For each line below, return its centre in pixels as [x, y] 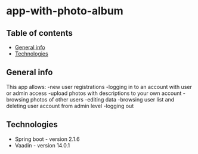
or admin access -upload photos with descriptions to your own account [94, 93]
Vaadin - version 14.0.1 [42, 145]
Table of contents [39, 33]
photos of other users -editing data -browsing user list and [102, 99]
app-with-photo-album [65, 11]
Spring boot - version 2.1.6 [47, 139]
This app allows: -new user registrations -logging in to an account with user [99, 87]
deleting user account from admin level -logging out [70, 106]
